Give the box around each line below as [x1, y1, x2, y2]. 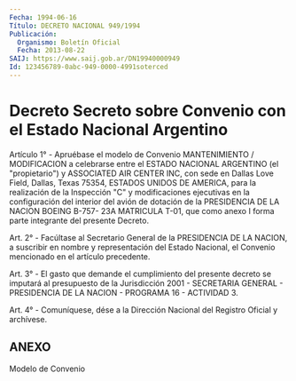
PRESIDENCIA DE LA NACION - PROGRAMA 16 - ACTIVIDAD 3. [9, 287, 239, 298]
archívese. [9, 314, 47, 324]
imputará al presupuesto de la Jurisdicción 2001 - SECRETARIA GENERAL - [9, 277, 284, 289]
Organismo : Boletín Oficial [17, 37, 121, 47]
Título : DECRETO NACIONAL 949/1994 [9, 21, 141, 30]
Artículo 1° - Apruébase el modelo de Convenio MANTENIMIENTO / [9, 148, 254, 160]
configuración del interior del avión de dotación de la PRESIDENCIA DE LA [9, 196, 280, 207]
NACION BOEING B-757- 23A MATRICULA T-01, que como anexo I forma [9, 205, 275, 216]
